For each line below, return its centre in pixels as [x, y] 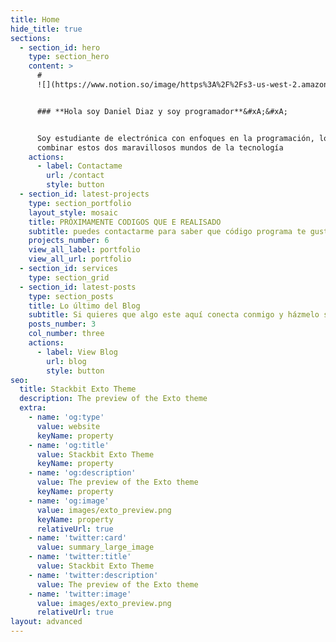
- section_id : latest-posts [78, 287]
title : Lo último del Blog [84, 306]
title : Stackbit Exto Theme [78, 389]
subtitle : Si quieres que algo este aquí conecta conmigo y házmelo [174, 315]
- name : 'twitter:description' [93, 575]
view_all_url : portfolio [80, 259]
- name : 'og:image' [69, 501]
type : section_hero [69, 57]
